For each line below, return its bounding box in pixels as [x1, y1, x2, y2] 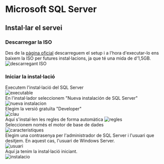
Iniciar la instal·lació [5, 73, 55, 80]
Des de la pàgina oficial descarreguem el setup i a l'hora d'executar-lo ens [5, 50, 159, 56]
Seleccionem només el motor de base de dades [5, 122, 104, 128]
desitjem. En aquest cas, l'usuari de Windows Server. [5, 138, 115, 144]
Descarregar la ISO [5, 39, 52, 46]
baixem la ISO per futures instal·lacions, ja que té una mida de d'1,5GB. [5, 55, 151, 61]
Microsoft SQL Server [5, 4, 97, 15]
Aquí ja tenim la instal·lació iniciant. [5, 148, 78, 154]
